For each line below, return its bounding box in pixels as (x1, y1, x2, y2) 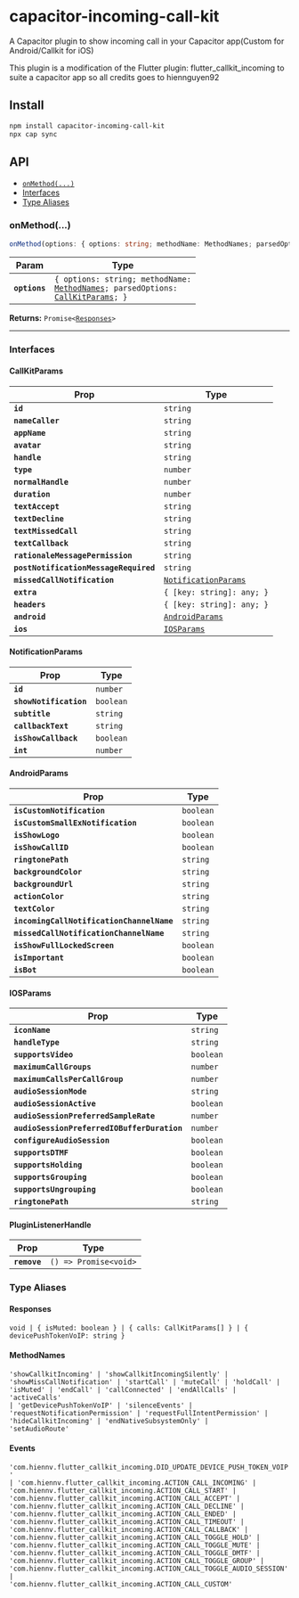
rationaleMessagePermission (13, 550, 133, 561)
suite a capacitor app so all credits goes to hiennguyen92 (9, 71, 220, 82)
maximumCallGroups (13, 1062, 92, 1072)
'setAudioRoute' (9, 1424, 69, 1433)
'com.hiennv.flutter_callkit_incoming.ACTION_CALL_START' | (9, 1486, 238, 1495)
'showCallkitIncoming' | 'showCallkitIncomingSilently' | (9, 1370, 229, 1379)
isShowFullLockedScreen (13, 940, 115, 951)
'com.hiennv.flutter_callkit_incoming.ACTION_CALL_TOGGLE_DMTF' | (9, 1548, 261, 1557)
